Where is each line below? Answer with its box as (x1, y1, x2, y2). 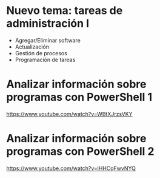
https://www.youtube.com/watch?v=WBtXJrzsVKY (6, 110, 133, 117)
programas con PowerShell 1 (6, 91, 153, 104)
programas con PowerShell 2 (6, 145, 155, 159)
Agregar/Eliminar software (15, 36, 81, 44)
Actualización (15, 43, 50, 50)
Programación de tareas (15, 56, 76, 63)
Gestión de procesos (15, 49, 68, 56)
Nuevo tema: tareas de (6, 4, 123, 18)
